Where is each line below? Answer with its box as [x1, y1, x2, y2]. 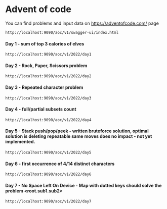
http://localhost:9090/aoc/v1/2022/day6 [5, 172, 92, 177]
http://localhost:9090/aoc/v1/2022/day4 [5, 117, 92, 122]
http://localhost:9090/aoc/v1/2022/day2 [5, 74, 92, 79]
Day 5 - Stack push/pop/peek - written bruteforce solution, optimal [5, 128, 149, 134]
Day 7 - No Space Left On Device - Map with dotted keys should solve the [5, 182, 162, 188]
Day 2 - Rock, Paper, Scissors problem [5, 62, 88, 69]
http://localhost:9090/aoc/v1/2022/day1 [5, 52, 92, 57]
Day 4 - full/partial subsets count [5, 106, 77, 112]
